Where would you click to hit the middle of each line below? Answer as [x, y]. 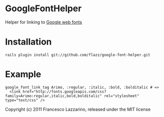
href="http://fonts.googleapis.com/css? [65, 92]
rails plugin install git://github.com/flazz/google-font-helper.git [78, 55]
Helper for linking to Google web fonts [44, 22]
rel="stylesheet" [122, 96]
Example [23, 74]
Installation [28, 42]
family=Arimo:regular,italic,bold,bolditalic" [54, 96]
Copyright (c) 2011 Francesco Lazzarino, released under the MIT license [78, 109]
